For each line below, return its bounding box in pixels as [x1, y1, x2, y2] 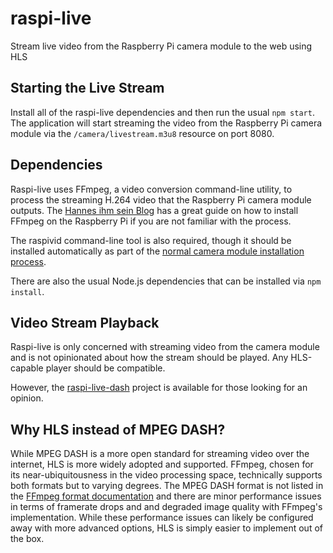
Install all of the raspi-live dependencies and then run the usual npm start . [10, 106, 315, 118]
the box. [10, 533, 45, 545]
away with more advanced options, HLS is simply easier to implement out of [10, 522, 323, 534]
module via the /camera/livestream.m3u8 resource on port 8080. [10, 127, 275, 139]
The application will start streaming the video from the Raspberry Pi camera [10, 117, 323, 129]
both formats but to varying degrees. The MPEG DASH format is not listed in [10, 480, 324, 492]
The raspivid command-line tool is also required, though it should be [10, 234, 292, 246]
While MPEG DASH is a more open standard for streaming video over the [10, 448, 310, 460]
